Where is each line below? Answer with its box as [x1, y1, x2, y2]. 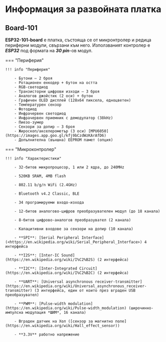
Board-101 [5, 24, 38, 32]
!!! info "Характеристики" [5, 156, 62, 161]
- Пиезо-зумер [14, 120, 44, 125]
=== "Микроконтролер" [5, 146, 57, 152]
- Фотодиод [14, 107, 37, 112]
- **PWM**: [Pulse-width [14, 301, 66, 306]
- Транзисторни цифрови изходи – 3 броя [14, 89, 100, 94]
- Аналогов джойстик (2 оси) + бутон [14, 94, 93, 99]
